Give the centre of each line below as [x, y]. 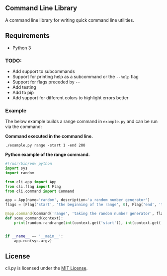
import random [20, 173]
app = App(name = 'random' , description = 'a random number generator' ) [78, 200]
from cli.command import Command [40, 191]
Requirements [27, 36]
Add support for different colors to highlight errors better [70, 98]
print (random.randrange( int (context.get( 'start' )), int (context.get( [88, 223]
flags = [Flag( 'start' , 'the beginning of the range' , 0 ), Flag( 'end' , [81, 205]
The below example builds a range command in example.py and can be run [82, 122]
